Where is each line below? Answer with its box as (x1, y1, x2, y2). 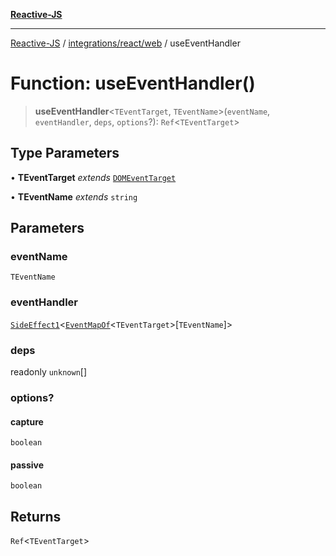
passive (10, 459, 45, 471)
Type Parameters (10, 145, 120, 162)
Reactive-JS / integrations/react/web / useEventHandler (10, 37, 241, 49)
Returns (10, 508, 62, 525)
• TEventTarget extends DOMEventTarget (10, 171, 177, 183)
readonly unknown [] (10, 366, 88, 378)
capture (10, 415, 44, 428)
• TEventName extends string (10, 190, 138, 203)
